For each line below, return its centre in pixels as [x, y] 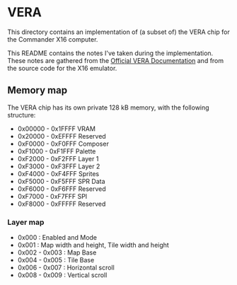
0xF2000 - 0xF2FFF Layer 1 [58, 158]
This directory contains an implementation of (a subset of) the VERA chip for [118, 32]
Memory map [37, 90]
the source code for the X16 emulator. [62, 68]
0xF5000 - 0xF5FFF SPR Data [61, 181]
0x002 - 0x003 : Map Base [57, 252]
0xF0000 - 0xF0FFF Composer [63, 144]
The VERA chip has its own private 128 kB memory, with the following [109, 107]
